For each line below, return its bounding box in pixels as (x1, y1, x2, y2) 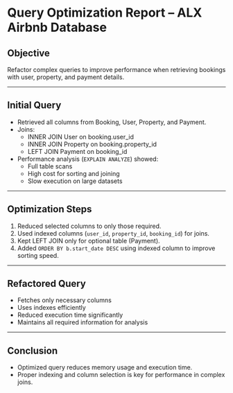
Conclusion (7, 344, 58, 356)
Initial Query (7, 99, 62, 112)
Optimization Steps (7, 203, 92, 216)
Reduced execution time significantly (17, 311, 123, 320)
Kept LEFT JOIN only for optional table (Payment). (17, 236, 161, 245)
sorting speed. (17, 251, 59, 259)
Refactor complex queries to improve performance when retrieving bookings (7, 66, 226, 73)
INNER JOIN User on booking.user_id (27, 132, 134, 141)
